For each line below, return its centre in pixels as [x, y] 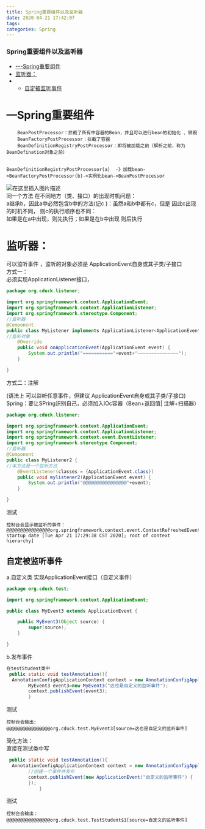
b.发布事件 [20, 657]
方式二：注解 [22, 382]
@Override [30, 342]
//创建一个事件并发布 [52, 771]
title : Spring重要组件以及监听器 [45, 12]
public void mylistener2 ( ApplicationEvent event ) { [84, 477]
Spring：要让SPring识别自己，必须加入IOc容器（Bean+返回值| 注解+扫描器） [103, 403]
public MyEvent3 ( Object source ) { [61, 622]
